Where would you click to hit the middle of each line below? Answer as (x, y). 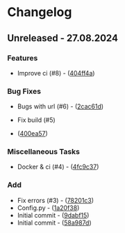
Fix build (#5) (36, 120)
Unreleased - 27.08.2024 (62, 38)
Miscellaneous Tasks (43, 152)
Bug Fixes (24, 91)
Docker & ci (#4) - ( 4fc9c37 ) (58, 167)
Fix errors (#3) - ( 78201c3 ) (56, 200)
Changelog (40, 12)
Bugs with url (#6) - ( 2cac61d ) (60, 106)
